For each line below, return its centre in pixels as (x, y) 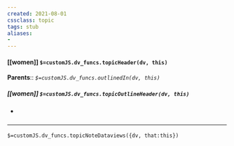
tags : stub (23, 27)
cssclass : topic (31, 20)
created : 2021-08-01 (37, 14)
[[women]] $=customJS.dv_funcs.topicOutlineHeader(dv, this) (99, 93)
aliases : (20, 33)
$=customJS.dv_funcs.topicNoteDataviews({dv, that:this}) (93, 136)
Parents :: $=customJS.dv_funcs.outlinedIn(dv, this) (84, 78)
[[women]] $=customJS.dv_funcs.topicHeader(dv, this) (88, 62)
